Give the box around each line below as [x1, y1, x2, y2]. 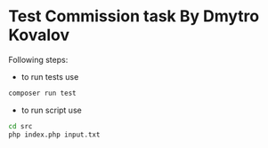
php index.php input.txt [8, 130, 101, 139]
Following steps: [8, 54, 69, 65]
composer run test [8, 89, 77, 97]
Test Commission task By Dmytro [8, 6, 260, 27]
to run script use [20, 105, 82, 115]
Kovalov [8, 25, 70, 45]
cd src [8, 121, 33, 130]
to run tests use [20, 71, 79, 82]
